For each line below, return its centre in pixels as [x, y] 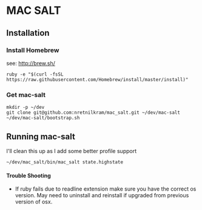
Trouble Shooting [29, 176]
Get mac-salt [26, 94]
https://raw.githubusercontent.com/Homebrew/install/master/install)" [97, 79]
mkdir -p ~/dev [25, 107]
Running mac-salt [41, 136]
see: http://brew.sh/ [31, 63]
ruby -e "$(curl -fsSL [35, 74]
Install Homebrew [33, 50]
